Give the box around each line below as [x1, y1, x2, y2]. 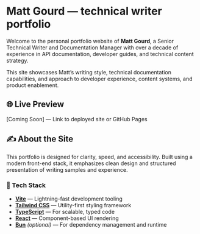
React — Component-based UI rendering [15, 214, 119, 222]
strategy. [6, 57, 29, 64]
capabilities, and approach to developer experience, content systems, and [6, 75, 193, 82]
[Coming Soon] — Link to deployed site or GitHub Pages [6, 115, 148, 122]
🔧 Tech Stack [6, 181, 46, 190]
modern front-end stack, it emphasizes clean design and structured [6, 160, 176, 167]
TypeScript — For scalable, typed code [15, 208, 115, 215]
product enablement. [6, 81, 59, 89]
